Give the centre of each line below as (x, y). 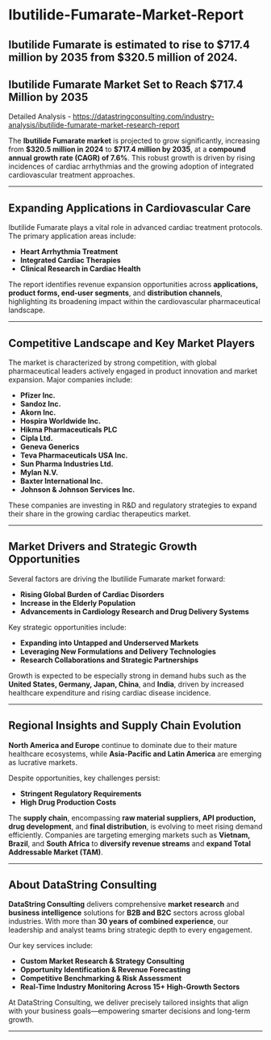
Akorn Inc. (38, 412)
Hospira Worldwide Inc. (60, 421)
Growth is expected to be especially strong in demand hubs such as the (127, 675)
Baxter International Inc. (61, 481)
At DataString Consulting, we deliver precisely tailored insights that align (128, 1003)
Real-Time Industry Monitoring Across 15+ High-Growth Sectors (130, 987)
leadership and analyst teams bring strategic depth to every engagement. (130, 930)
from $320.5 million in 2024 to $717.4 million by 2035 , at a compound (127, 149)
